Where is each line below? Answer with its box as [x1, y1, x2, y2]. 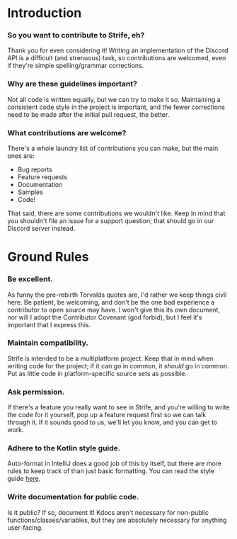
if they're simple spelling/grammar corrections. [7, 62, 144, 70]
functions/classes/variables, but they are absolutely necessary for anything [7, 516, 227, 524]
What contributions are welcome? [7, 127, 127, 137]
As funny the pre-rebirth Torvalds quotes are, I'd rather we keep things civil [7, 290, 227, 299]
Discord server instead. [7, 225, 76, 233]
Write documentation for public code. [7, 492, 139, 502]
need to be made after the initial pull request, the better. [7, 110, 170, 118]
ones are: [7, 152, 35, 160]
